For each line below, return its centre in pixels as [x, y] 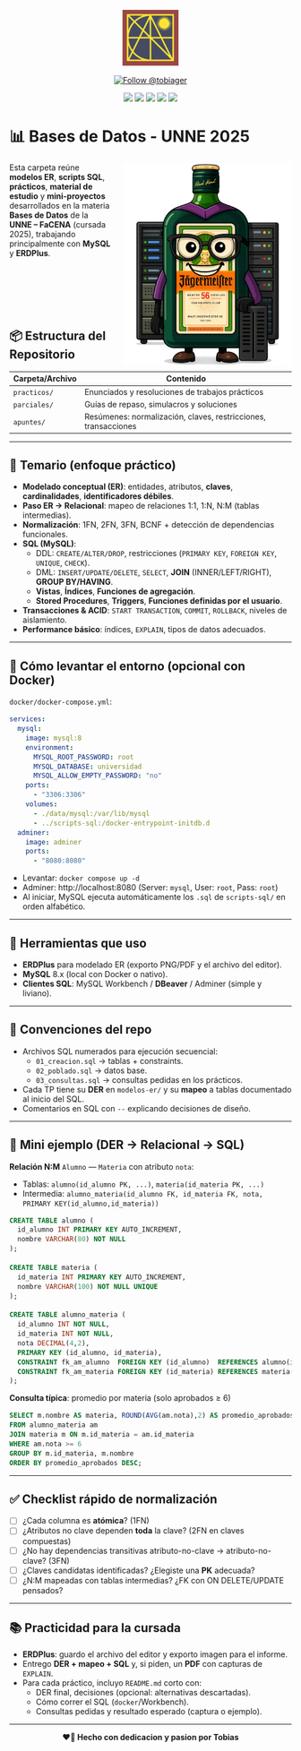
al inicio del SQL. [53, 1099]
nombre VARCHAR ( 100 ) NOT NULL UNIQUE [88, 1286]
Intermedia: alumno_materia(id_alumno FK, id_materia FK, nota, [142, 1193]
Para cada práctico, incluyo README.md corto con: [112, 1682]
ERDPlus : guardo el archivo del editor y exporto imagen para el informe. [155, 1654]
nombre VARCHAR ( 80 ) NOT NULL [72, 1240]
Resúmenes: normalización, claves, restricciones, [175, 416]
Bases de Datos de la [49, 215]
